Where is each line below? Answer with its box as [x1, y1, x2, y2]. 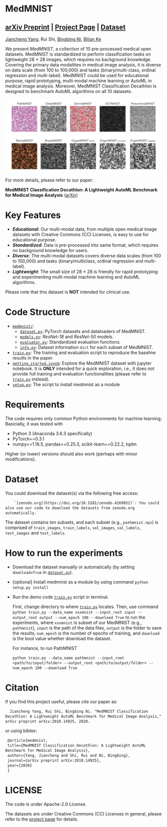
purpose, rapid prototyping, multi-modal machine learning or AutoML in [5, 78, 152, 83]
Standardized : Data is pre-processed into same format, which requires [12, 242, 159, 248]
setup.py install [12, 585, 49, 590]
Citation [5, 682, 39, 693]
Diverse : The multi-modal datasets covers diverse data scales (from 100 [12, 253, 161, 259]
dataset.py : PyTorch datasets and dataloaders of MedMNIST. [19, 328, 146, 334]
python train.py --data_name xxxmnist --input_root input [12, 609, 136, 615]
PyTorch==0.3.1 [12, 436, 45, 442]
